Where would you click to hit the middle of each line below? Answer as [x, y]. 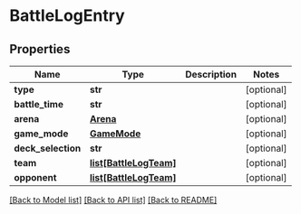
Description [211, 74]
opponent [35, 177]
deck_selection [48, 148]
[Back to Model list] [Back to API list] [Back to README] [113, 200]
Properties [40, 49]
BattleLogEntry [67, 16]
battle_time [39, 104]
